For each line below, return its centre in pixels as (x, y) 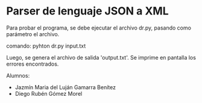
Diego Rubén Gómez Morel (49, 93)
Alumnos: (18, 75)
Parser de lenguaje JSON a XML (87, 11)
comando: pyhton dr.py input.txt (46, 46)
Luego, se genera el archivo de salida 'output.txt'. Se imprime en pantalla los (101, 57)
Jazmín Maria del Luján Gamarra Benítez (65, 87)
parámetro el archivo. (33, 34)
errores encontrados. (33, 64)
